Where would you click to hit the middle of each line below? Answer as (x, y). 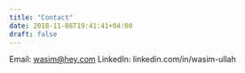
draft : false (33, 34)
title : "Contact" (41, 17)
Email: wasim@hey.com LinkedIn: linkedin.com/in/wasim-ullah (123, 60)
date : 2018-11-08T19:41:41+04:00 (71, 26)
